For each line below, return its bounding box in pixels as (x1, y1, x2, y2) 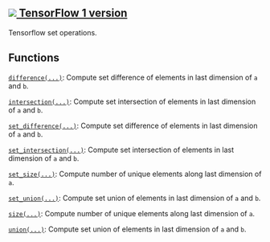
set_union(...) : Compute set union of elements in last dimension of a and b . (8, 193, 261, 203)
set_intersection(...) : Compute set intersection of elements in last (8, 145, 235, 154)
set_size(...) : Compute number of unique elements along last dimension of (8, 169, 262, 178)
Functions (8, 51, 60, 65)
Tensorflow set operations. (8, 27, 98, 37)
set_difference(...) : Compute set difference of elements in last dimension (8, 121, 259, 130)
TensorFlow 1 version (18, 6, 128, 20)
